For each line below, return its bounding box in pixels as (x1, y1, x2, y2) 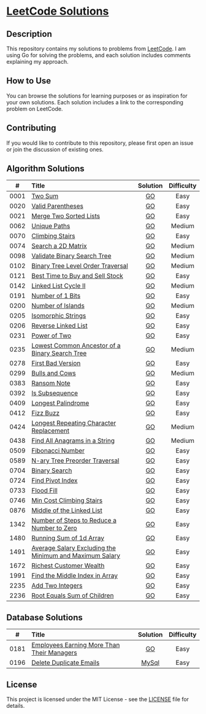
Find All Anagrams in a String (31, 437, 115, 445)
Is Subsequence (31, 389, 78, 397)
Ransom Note (31, 379, 71, 388)
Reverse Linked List (31, 321, 88, 330)
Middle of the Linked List (31, 506, 102, 515)
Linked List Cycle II (31, 282, 86, 290)
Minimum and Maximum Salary (31, 551, 121, 560)
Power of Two (31, 331, 72, 340)
